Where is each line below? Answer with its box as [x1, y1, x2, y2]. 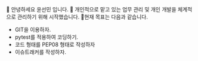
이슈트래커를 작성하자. [14, 48, 67, 56]
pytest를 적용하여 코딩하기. [14, 33, 79, 41]
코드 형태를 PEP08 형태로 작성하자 [14, 41, 95, 48]
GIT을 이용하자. [14, 26, 51, 33]
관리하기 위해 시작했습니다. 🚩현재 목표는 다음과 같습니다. [17, 13, 148, 20]
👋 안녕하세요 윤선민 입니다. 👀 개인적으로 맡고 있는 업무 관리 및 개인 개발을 [6, 6, 177, 13]
